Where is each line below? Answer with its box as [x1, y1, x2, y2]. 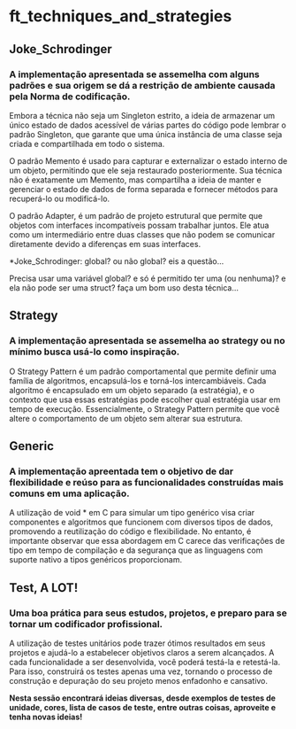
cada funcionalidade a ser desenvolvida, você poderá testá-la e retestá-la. [9, 656, 281, 667]
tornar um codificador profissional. [9, 617, 163, 630]
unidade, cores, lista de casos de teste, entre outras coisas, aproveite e [9, 702, 277, 712]
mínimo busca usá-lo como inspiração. [9, 345, 180, 358]
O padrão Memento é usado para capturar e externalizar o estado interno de [9, 155, 288, 166]
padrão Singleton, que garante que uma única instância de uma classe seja [9, 128, 283, 139]
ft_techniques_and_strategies [9, 6, 232, 27]
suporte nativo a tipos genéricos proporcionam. [9, 555, 183, 565]
